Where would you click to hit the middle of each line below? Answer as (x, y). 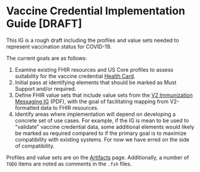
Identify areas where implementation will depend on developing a (95, 114)
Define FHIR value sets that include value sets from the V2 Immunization (104, 95)
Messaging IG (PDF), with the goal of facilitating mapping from (92, 101)
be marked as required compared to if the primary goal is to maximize (101, 133)
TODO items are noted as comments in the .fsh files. (69, 164)
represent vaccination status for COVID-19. (59, 47)
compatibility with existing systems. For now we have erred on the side (102, 139)
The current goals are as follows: (47, 58)
